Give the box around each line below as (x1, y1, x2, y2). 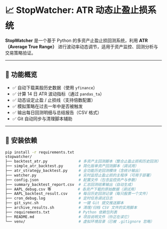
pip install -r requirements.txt (5, 150, 75, 154)
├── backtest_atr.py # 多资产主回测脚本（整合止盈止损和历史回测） (5, 159, 161, 164)
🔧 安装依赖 (5, 136, 37, 145)
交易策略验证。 (5, 50, 36, 56)
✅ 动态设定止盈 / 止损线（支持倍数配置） (12, 97, 96, 103)
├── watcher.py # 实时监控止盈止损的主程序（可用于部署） (5, 172, 154, 178)
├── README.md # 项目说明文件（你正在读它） (5, 214, 132, 219)
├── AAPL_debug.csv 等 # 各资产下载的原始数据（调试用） (5, 187, 138, 192)
